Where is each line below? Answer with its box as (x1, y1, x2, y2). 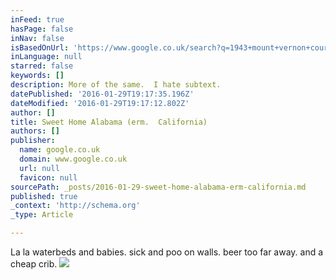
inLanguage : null (10, 52, 83, 62)
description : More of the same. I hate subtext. (10, 80, 222, 90)
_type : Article (10, 210, 74, 220)
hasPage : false (10, 24, 74, 34)
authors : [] (10, 126, 60, 136)
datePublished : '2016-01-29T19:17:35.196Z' (10, 89, 195, 99)
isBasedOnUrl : (10, 42, 70, 53)
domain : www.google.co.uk (19, 154, 128, 164)
